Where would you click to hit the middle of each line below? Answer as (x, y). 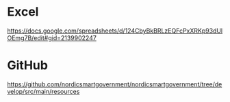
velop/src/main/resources (43, 91)
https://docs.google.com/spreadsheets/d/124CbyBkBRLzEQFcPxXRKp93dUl (115, 31)
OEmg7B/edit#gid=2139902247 (52, 37)
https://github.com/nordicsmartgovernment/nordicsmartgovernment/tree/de (115, 84)
